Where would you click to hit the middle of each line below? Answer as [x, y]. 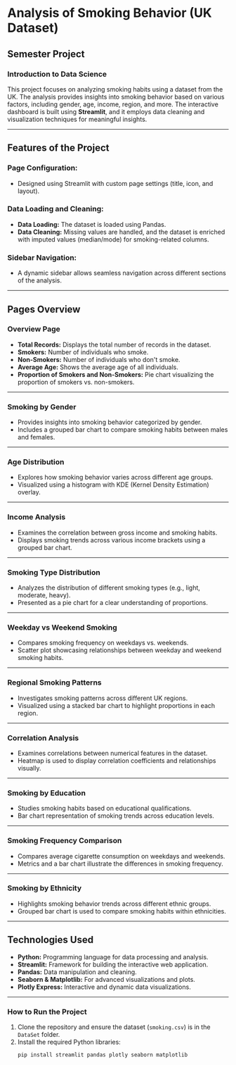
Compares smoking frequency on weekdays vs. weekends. [103, 643]
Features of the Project [58, 148]
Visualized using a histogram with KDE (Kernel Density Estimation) [113, 485]
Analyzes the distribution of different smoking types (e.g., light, [109, 588]
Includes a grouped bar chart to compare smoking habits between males [123, 430]
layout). [28, 191]
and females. [36, 437]
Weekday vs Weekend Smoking [62, 627]
